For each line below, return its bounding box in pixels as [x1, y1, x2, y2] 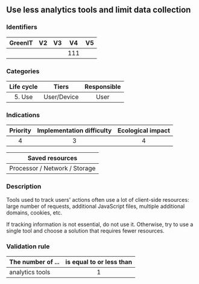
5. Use [14, 92, 33, 101]
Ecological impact [117, 126, 171, 135]
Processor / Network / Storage [9, 164, 96, 173]
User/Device [43, 92, 79, 101]
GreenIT [9, 39, 33, 47]
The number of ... [9, 257, 60, 266]
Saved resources [27, 154, 77, 163]
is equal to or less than [65, 257, 133, 266]
